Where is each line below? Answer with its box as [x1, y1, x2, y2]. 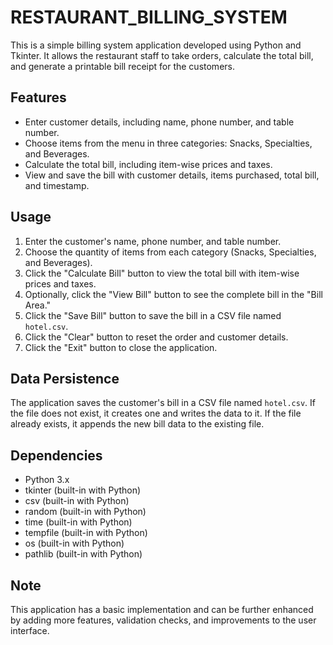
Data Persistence [10, 370, 120, 387]
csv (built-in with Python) [24, 495, 130, 507]
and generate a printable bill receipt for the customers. [10, 60, 235, 72]
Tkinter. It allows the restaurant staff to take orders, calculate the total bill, [10, 49, 314, 61]
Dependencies [10, 447, 103, 464]
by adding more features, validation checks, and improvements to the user [10, 614, 317, 626]
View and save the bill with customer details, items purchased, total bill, [24, 169, 320, 181]
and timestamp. [24, 179, 90, 191]
